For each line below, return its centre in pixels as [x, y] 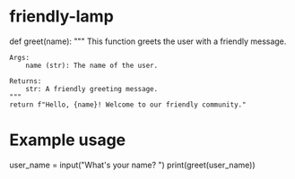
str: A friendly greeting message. [92, 89]
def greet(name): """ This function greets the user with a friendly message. [148, 41]
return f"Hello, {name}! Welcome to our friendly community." [128, 105]
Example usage [68, 140]
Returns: [26, 81]
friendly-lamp [61, 17]
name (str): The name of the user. [92, 65]
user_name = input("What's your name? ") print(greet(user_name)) [132, 165]
